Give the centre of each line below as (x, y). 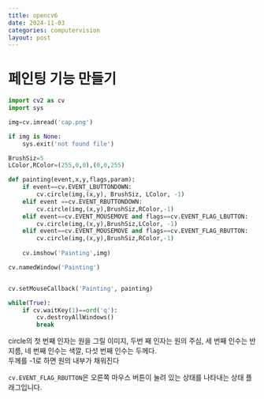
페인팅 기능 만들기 (62, 79)
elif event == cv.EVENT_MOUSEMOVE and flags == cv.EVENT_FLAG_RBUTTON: (135, 231)
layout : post (30, 38)
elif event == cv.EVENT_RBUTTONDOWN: (83, 201)
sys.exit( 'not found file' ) (68, 144)
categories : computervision (54, 30)
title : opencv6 (33, 15)
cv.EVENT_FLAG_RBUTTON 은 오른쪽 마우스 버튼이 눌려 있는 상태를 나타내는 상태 (126, 378)
